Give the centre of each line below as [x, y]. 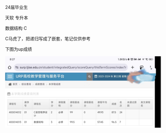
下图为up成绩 [19, 49]
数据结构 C [16, 28]
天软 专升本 [17, 18]
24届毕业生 [17, 7]
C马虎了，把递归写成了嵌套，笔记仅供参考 [48, 39]
